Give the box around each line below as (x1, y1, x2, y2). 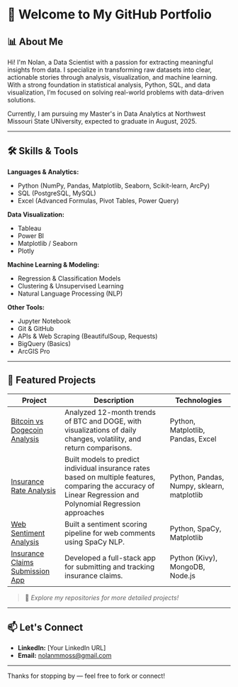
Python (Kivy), (169, 553, 218, 563)
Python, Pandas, (169, 472, 225, 482)
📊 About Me (7, 36, 64, 48)
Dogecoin (11, 425, 44, 435)
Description (93, 395, 135, 405)
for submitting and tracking (64, 561, 154, 571)
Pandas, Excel (169, 433, 217, 443)
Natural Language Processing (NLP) (17, 289, 123, 298)
